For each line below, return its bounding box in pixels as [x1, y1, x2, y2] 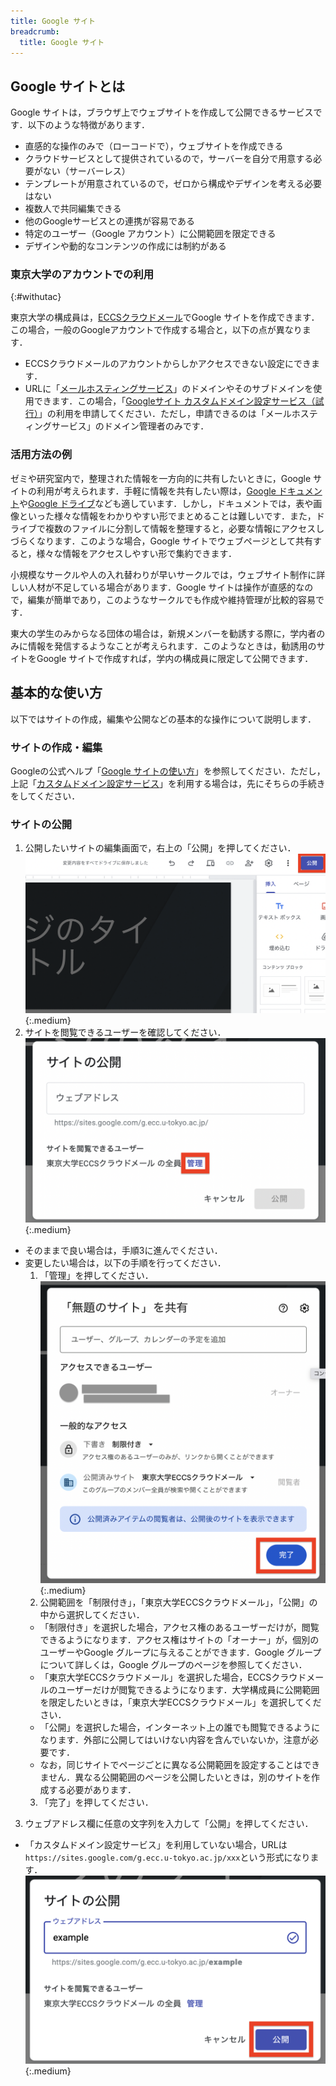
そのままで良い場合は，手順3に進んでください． [24, 1245, 223, 1257]
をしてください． [10, 790, 81, 802]
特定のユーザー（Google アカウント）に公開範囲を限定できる [24, 228, 277, 240]
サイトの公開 [10, 817, 73, 831]
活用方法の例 [10, 448, 73, 462]
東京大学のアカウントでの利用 [10, 268, 155, 282]
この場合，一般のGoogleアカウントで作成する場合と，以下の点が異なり [10, 324, 303, 336]
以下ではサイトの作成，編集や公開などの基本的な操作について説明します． [10, 713, 317, 725]
